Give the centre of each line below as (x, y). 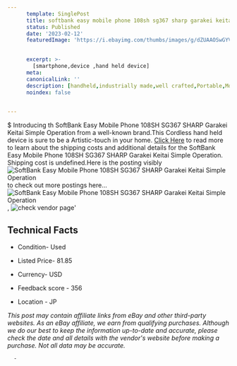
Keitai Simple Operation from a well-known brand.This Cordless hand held (115, 133)
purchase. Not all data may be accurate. (66, 345)
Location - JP (37, 302)
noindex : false (48, 93)
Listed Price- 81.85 (45, 260)
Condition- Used (42, 247)
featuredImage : (48, 40)
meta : (34, 72)
